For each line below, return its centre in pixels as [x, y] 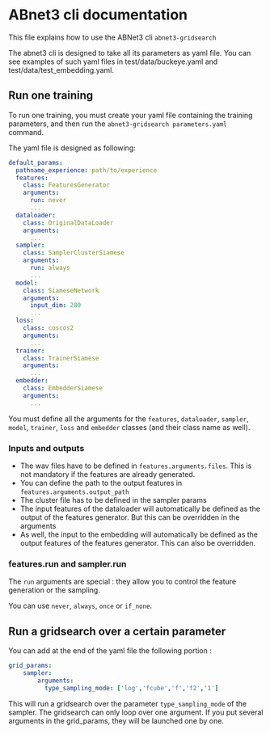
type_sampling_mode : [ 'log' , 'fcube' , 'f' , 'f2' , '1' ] [131, 688]
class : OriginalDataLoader [68, 223]
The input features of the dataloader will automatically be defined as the [140, 508]
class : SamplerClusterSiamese [74, 253]
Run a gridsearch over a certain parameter [117, 631]
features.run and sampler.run [67, 563]
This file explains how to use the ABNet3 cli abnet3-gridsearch [112, 37]
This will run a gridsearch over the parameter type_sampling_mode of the [128, 703]
